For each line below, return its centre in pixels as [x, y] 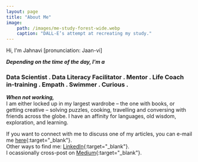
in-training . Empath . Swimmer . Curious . [67, 85]
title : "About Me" [29, 17]
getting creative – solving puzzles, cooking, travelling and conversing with [96, 110]
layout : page [22, 12]
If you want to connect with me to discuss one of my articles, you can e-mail [99, 134]
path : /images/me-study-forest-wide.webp [68, 28]
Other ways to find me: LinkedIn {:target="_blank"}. [68, 147]
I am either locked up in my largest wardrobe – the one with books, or [90, 103]
